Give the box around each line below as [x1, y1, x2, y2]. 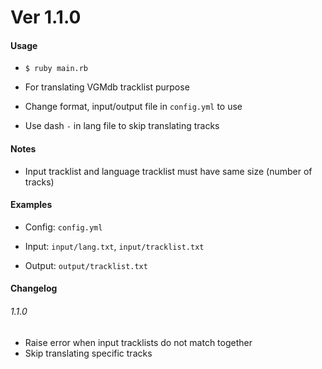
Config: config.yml [24, 221, 103, 233]
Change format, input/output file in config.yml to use [24, 101, 243, 113]
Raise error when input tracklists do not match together [24, 336, 253, 348]
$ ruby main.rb [24, 64, 89, 74]
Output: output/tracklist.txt [24, 259, 148, 271]
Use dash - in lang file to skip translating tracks [24, 120, 220, 132]
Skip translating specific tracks [24, 347, 153, 359]
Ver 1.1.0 [10, 6, 82, 29]
